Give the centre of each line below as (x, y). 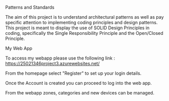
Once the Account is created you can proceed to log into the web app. (78, 83)
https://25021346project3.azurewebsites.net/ (52, 63)
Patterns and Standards (30, 7)
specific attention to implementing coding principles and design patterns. (81, 22)
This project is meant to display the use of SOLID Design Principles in (77, 28)
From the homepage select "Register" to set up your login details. (73, 73)
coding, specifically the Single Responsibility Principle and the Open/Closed (84, 33)
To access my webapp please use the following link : (60, 58)
